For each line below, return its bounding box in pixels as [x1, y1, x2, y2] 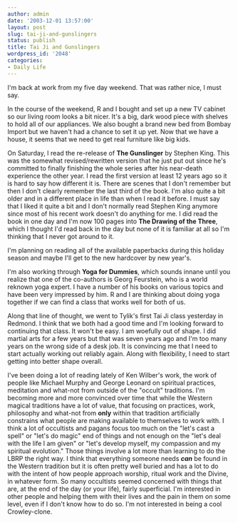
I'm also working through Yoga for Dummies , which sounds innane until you [7, 267, 231, 275]
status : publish [7, 37, 56, 44]
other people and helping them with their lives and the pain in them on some [7, 492, 231, 500]
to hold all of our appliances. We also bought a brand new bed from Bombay [7, 119, 232, 128]
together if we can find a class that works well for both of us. [7, 298, 186, 306]
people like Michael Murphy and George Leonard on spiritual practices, [7, 378, 216, 387]
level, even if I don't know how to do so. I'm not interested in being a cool [7, 499, 222, 508]
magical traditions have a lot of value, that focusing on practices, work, [7, 401, 216, 410]
